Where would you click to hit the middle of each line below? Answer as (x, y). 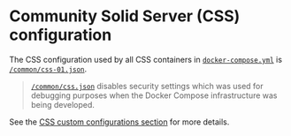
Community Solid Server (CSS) (125, 16)
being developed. (63, 104)
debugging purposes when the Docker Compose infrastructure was (154, 95)
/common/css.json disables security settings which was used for (147, 86)
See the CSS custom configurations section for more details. (119, 122)
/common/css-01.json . (48, 69)
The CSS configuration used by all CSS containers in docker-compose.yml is (146, 59)
